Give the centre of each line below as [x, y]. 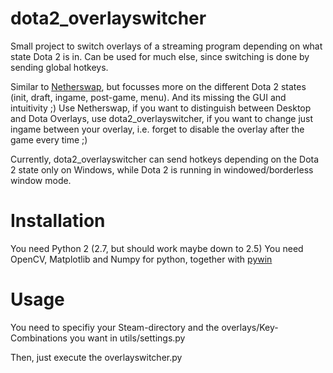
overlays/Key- [250, 327]
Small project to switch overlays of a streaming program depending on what [166, 46]
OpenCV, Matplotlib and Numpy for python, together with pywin [141, 259]
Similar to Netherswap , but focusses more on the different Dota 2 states [158, 86]
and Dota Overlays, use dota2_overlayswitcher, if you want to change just [162, 118]
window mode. [41, 180]
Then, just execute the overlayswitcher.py [96, 357]
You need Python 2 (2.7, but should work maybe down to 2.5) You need [157, 248]
